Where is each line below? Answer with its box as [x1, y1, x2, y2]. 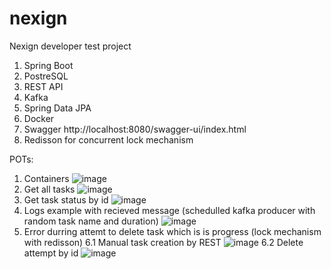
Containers [23, 172, 70, 184]
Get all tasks [23, 183, 76, 195]
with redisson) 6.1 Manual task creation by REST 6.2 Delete [23, 236, 304, 248]
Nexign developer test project [9, 40, 132, 52]
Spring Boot [23, 59, 74, 71]
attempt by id [23, 247, 79, 259]
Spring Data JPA [23, 102, 92, 114]
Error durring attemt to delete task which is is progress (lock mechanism [23, 225, 322, 237]
